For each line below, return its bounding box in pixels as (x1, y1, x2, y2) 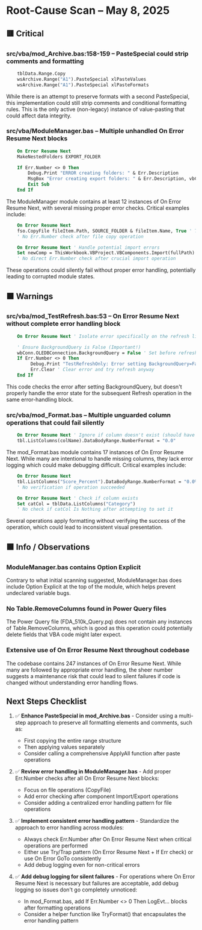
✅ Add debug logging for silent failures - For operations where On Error (14, 873, 195, 880)
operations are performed (23, 842, 88, 849)
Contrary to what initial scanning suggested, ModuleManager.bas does (6, 576, 182, 584)
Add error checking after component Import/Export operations (23, 793, 179, 800)
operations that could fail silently (6, 418, 105, 426)
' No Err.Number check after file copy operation (17, 233, 144, 240)
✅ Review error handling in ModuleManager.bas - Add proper (14, 768, 171, 775)
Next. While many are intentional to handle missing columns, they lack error (6, 455, 194, 463)
